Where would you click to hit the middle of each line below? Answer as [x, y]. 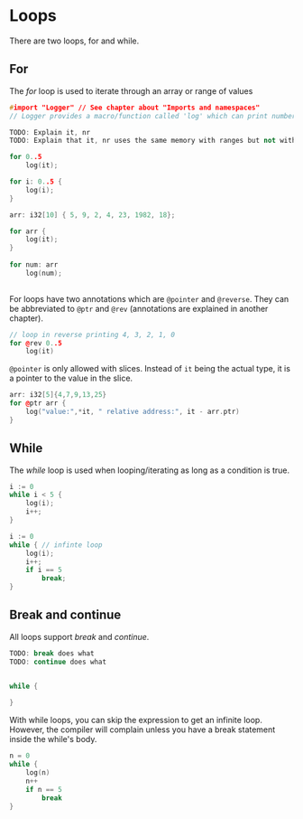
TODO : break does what [52, 653]
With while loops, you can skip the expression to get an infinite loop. [136, 720]
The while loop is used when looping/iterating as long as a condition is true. [150, 470]
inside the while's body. [53, 739]
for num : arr [34, 265]
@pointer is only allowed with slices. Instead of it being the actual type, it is [150, 369]
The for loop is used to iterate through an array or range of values [131, 90]
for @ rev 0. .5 [36, 343]
